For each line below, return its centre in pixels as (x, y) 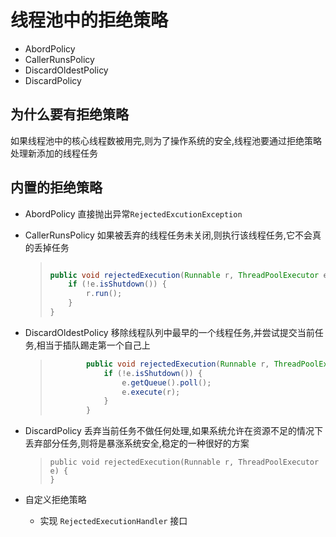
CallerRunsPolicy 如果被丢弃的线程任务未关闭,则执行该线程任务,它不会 (168, 235)
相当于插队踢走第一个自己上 (93, 345)
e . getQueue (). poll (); (166, 382)
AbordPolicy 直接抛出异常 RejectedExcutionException (133, 213)
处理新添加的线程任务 (54, 153)
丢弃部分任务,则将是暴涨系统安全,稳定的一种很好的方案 (137, 443)
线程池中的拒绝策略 (89, 20)
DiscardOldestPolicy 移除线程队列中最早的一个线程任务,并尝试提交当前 (169, 332)
